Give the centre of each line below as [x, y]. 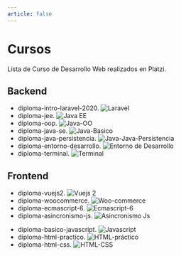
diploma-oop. [38, 123]
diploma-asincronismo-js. [55, 216]
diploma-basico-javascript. [57, 230]
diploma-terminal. [43, 154]
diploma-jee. [36, 116]
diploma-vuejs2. [42, 193]
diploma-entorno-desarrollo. [59, 146]
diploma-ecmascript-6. [51, 208]
